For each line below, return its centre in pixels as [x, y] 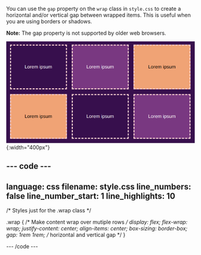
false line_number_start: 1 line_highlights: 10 [91, 196]
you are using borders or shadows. [49, 21]
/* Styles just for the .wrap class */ [49, 211]
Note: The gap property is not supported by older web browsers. [86, 33]
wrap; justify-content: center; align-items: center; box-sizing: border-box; [97, 229]
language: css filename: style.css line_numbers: [99, 186]
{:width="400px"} [28, 148]
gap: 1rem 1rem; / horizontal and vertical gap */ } [66, 235]
